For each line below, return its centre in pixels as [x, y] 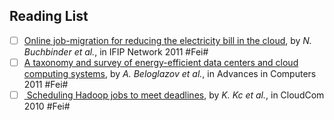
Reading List [49, 16]
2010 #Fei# [47, 106]
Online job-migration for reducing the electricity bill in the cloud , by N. [167, 40]
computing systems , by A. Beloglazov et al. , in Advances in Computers [170, 73]
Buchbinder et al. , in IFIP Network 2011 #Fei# [116, 51]
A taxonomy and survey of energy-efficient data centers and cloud [161, 62]
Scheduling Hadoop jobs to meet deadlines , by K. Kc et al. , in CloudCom [175, 95]
